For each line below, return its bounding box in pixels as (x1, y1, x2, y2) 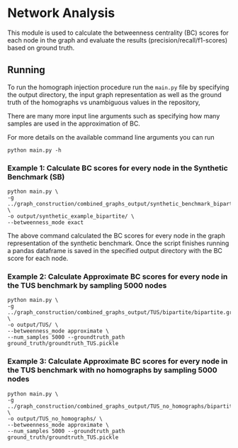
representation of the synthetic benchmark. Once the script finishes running (7, 239, 229, 247)
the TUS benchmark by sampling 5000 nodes (7, 280, 167, 290)
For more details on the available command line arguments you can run (7, 133, 215, 141)
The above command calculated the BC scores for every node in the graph (7, 232, 225, 240)
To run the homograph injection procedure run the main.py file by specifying (7, 83, 229, 91)
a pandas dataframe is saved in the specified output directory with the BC (7, 247, 223, 255)
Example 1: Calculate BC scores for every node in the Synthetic (7, 163, 228, 173)
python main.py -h (7, 147, 62, 154)
